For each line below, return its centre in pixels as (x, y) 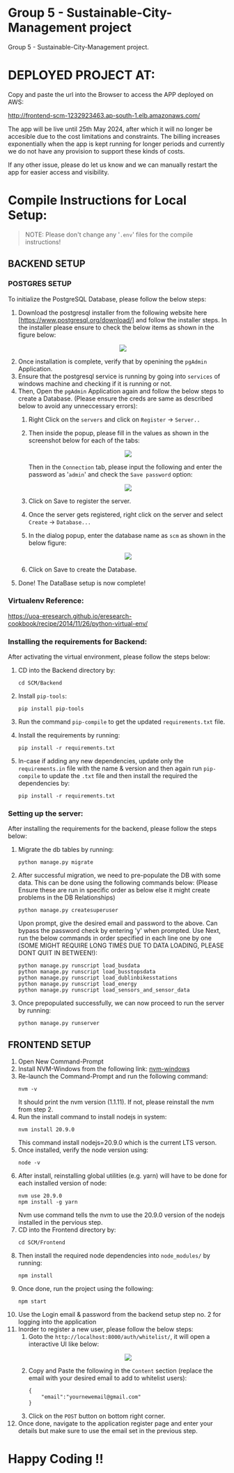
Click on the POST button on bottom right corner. (97, 1416)
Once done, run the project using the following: (86, 1289)
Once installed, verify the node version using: (83, 1150)
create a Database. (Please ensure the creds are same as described (115, 398)
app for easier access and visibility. (58, 172)
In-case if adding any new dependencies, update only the (101, 761)
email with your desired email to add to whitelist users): (108, 1378)
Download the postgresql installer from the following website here (112, 313)
